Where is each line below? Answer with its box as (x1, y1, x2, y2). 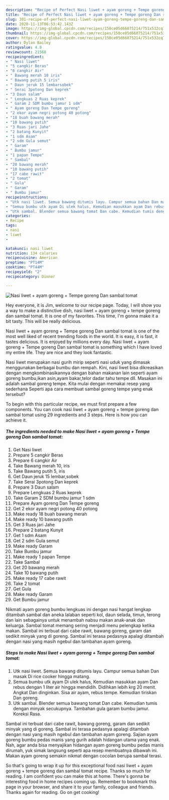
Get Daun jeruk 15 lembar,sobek (13, 473, 79, 479)
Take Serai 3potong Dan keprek (13, 479, 79, 485)
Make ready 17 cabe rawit (13, 575, 67, 581)
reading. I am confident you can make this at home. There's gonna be (6, 773, 149, 779)
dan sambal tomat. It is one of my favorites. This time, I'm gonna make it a (6, 313, 158, 319)
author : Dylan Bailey (6, 40, 51, 45)
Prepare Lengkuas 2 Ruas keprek (13, 489, 82, 495)
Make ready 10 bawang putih (13, 516, 73, 522)
